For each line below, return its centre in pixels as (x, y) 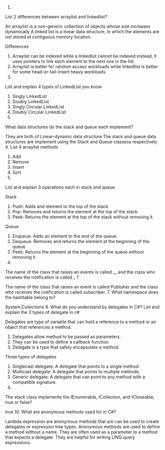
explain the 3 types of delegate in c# (42, 312)
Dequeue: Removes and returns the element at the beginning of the (81, 241)
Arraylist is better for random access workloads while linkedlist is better (85, 67)
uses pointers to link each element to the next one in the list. (73, 61)
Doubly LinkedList (31, 101)
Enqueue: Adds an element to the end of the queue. (65, 236)
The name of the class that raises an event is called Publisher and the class (82, 287)
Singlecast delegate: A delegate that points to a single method (76, 366)
